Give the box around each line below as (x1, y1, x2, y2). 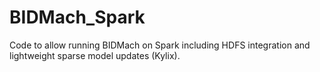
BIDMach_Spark (9, 6, 146, 29)
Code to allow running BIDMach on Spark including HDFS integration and (9, 39, 311, 51)
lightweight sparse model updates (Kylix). (9, 49, 181, 61)
